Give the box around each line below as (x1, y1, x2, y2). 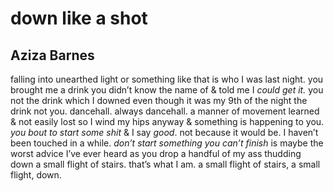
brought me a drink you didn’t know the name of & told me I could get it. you (10, 84, 324, 96)
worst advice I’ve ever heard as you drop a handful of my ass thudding (10, 148, 302, 159)
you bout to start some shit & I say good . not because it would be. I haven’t (10, 127, 319, 138)
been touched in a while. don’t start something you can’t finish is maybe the (10, 137, 324, 149)
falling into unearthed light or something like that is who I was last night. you (10, 73, 324, 85)
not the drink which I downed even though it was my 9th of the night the (10, 95, 308, 106)
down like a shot (10, 7, 148, 30)
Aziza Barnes (10, 47, 95, 64)
